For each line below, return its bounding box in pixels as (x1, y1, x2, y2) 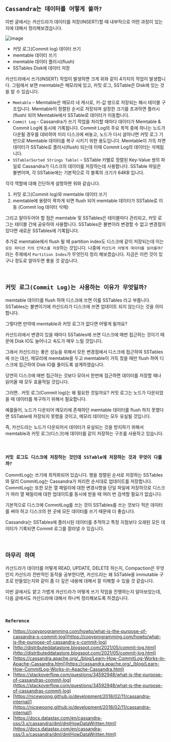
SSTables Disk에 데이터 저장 (12, 65, 70, 71)
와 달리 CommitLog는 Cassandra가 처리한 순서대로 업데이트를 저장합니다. (5, 478, 153, 484)
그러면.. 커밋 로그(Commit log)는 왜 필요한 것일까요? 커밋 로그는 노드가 (5, 389, 146, 395)
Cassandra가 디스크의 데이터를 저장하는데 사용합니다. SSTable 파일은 (22, 163, 161, 169)
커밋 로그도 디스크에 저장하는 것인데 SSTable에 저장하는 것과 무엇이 (5, 454, 152, 460)
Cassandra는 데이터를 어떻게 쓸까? (5, 5, 102, 13)
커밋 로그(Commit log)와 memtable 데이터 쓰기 (12, 191, 107, 197)
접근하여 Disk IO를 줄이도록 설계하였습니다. (18, 361, 105, 367)
